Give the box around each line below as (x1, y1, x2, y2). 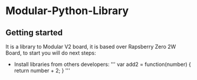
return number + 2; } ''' (14, 67, 70, 74)
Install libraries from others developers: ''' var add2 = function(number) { (14, 61, 191, 68)
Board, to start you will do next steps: (5, 49, 97, 56)
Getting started (5, 28, 63, 38)
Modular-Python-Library (5, 4, 129, 18)
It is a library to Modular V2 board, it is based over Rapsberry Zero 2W (5, 43, 176, 50)
